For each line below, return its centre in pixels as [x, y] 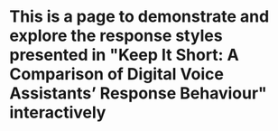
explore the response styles [116, 36]
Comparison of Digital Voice [116, 75]
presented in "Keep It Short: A [124, 55]
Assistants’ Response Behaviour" [139, 94]
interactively [58, 112]
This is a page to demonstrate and [139, 17]
